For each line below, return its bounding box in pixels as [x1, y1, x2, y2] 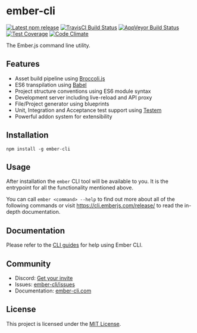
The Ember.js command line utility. [6, 42, 90, 49]
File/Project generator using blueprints [14, 100, 110, 107]
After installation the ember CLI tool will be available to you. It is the [6, 178, 168, 185]
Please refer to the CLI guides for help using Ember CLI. [6, 241, 143, 248]
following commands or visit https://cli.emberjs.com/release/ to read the [6, 202, 183, 209]
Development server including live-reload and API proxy [14, 94, 152, 101]
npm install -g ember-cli [6, 146, 70, 152]
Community [6, 259, 51, 269]
